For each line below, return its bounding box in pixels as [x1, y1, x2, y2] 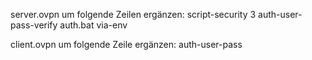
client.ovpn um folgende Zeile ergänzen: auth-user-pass [10, 39, 243, 50]
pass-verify [10, 19, 58, 31]
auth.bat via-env [59, 19, 128, 31]
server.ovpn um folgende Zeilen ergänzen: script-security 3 [10, 9, 257, 20]
